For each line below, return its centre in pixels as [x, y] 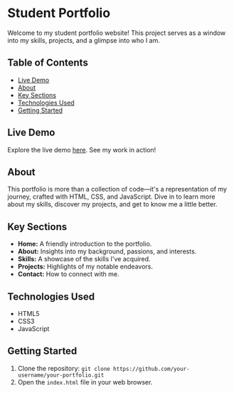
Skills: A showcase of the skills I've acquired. [84, 259]
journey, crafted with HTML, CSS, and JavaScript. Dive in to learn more [111, 197]
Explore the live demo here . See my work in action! [82, 150]
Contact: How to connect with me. [68, 274]
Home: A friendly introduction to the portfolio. [85, 244]
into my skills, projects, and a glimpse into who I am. [84, 40]
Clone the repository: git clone [64, 368]
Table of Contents [48, 63]
